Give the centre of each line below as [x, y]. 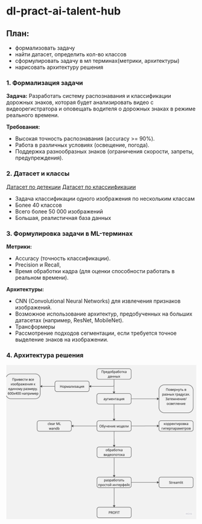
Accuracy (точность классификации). [63, 258]
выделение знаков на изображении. [62, 339]
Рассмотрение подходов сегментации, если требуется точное [96, 333]
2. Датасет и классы [38, 173]
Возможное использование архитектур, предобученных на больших [104, 314]
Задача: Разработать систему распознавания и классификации [89, 96]
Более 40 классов [38, 205]
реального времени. [33, 115]
